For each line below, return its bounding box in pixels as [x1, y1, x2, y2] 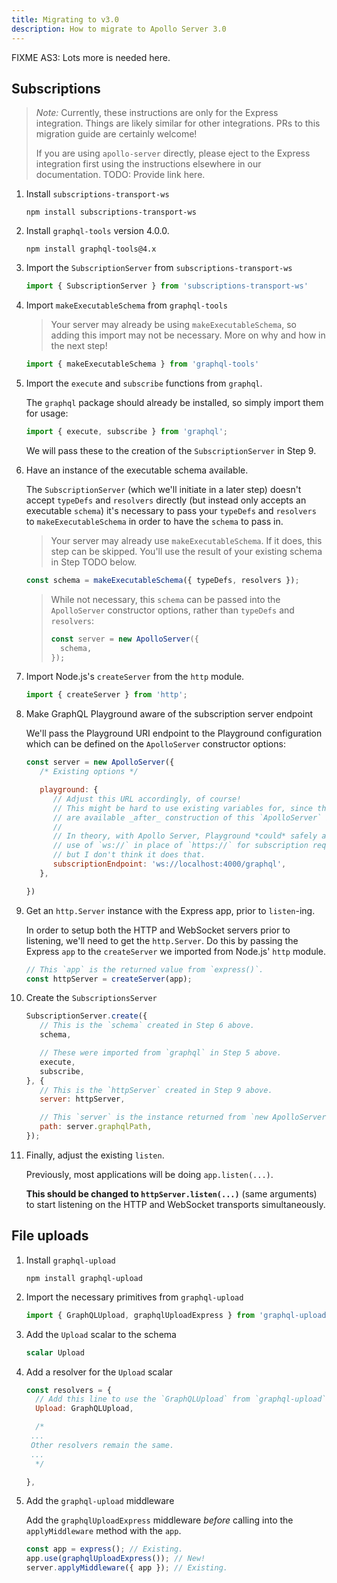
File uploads [11, 1227, 89, 1245]
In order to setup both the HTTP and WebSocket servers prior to [25, 924, 291, 936]
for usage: [25, 407, 69, 420]
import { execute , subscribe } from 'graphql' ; [25, 427, 229, 437]
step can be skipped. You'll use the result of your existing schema [50, 545, 323, 557]
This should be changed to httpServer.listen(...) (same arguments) [25, 1187, 318, 1200]
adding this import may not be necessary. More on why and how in [50, 329, 326, 341]
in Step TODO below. [50, 556, 138, 568]
